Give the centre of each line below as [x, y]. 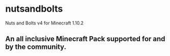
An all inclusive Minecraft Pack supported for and [85, 39]
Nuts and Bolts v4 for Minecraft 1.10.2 [45, 23]
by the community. [36, 47]
